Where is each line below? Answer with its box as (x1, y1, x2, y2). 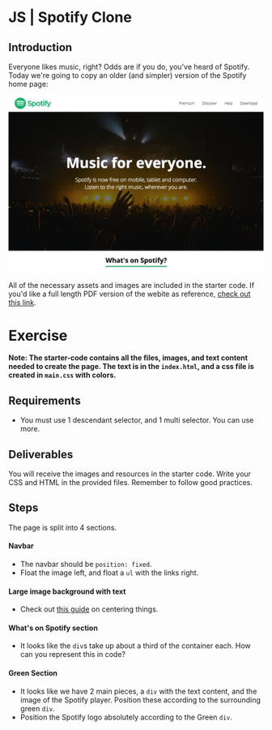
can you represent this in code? (19, 650, 125, 659)
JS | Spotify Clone (8, 8, 132, 27)
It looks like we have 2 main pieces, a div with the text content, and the (19, 686, 257, 696)
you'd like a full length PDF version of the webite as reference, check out (8, 289, 251, 299)
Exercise (8, 326, 68, 345)
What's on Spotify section (8, 623, 99, 633)
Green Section (8, 668, 58, 678)
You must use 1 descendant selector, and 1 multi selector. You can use (19, 415, 254, 425)
